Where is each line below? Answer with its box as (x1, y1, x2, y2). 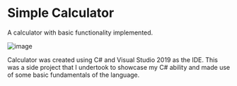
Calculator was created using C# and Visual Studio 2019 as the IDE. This (7, 55, 218, 64)
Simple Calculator (7, 5, 115, 21)
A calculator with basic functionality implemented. (7, 28, 154, 37)
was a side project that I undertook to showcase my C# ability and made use (7, 63, 231, 71)
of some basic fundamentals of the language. (7, 70, 140, 79)
